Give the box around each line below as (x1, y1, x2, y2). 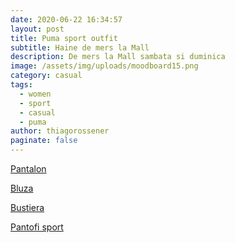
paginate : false (10, 136, 78, 146)
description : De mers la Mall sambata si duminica (10, 52, 226, 62)
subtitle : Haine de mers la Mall (10, 42, 150, 53)
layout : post (10, 24, 65, 34)
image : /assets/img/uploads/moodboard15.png (10, 61, 199, 71)
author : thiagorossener (10, 126, 110, 136)
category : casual (10, 71, 83, 81)
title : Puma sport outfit (10, 33, 118, 43)
